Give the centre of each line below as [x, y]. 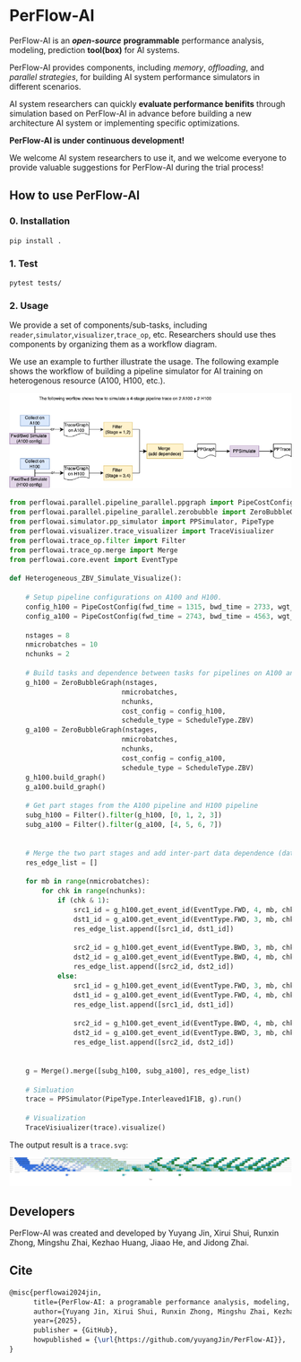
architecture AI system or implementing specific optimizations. [125, 123]
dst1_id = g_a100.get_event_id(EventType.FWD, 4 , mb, [176, 995]
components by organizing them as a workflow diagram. [113, 344]
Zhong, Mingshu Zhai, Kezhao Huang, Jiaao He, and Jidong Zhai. [129, 1242]
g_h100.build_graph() [65, 778]
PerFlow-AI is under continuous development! [97, 140]
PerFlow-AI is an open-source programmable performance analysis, [137, 40]
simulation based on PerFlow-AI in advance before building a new [131, 113]
